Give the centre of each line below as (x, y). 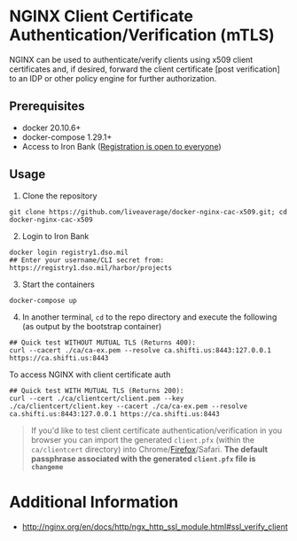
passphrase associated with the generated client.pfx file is (143, 459)
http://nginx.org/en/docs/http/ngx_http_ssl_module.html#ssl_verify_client (155, 526)
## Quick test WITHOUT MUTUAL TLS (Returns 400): (103, 343)
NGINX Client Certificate (101, 16)
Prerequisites (47, 107)
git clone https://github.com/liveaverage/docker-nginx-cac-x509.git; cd (148, 212)
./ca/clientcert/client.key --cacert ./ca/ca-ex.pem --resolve (129, 406)
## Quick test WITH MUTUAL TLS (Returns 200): (97, 390)
